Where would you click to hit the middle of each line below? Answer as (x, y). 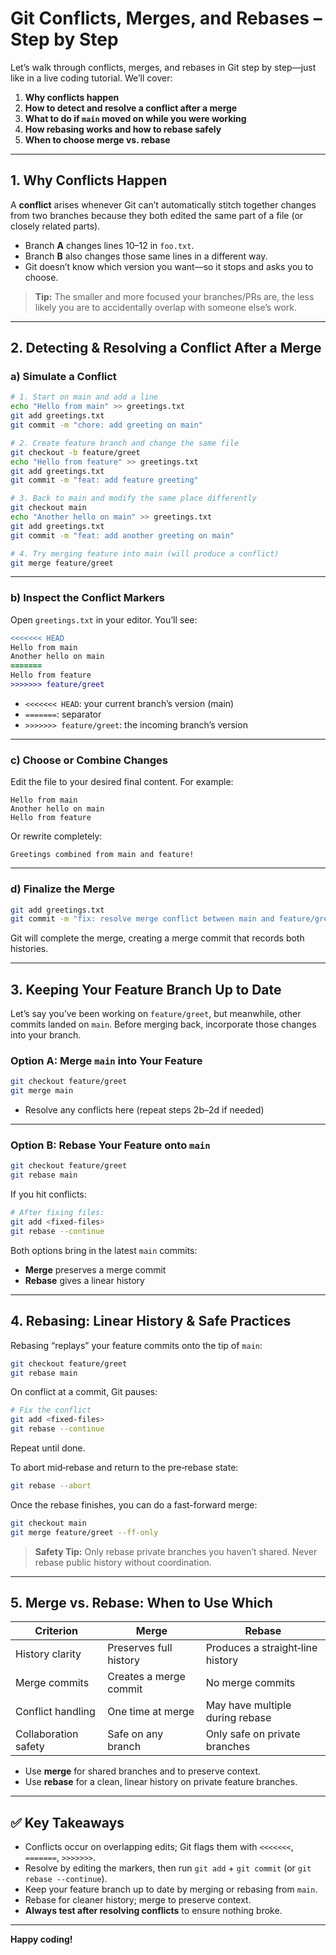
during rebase (238, 1718)
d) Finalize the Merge (63, 889)
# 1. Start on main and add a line (84, 397)
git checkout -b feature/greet (75, 452)
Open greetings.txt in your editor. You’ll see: (104, 619)
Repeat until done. (48, 1448)
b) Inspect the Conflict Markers (88, 598)
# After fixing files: (57, 1213)
